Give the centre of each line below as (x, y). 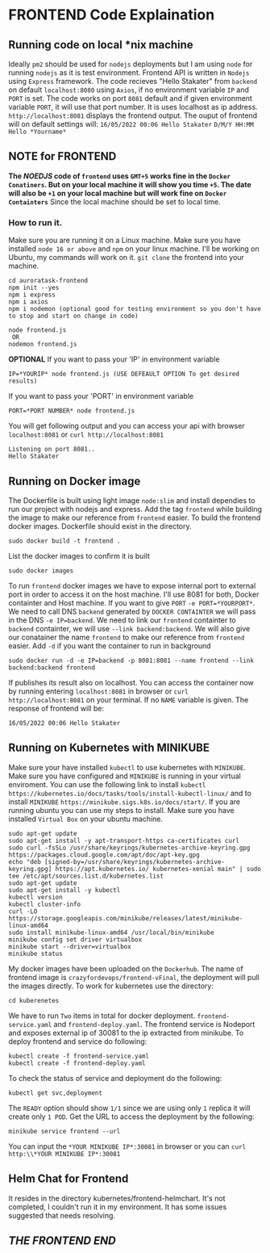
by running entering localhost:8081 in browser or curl (98, 691)
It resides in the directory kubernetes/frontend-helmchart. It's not (117, 1198)
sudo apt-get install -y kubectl (64, 890)
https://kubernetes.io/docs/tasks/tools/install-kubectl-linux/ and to (130, 793)
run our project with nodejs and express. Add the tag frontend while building (135, 509)
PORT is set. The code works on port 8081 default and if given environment (130, 98)
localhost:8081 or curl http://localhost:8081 (86, 434)
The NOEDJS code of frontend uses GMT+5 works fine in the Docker (120, 176)
